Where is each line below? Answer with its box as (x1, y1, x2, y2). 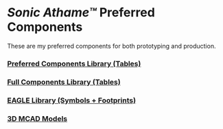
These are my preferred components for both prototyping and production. (7, 42, 216, 50)
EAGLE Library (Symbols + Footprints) (7, 96, 136, 105)
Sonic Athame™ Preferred (7, 5, 156, 20)
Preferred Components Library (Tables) (7, 59, 141, 68)
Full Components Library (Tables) (7, 77, 121, 87)
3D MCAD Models (7, 114, 67, 124)
